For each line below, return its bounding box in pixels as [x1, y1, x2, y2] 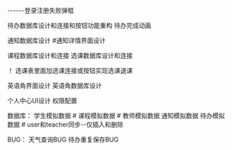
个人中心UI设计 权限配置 [7, 96, 78, 105]
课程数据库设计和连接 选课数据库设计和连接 [7, 52, 133, 59]
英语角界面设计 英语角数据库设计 [7, 81, 102, 90]
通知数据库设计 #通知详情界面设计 [7, 36, 106, 45]
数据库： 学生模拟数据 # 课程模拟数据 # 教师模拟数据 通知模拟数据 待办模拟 [7, 112, 226, 120]
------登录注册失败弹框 [7, 6, 74, 14]
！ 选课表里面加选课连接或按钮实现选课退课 [7, 67, 133, 74]
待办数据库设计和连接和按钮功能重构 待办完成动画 [7, 21, 152, 30]
